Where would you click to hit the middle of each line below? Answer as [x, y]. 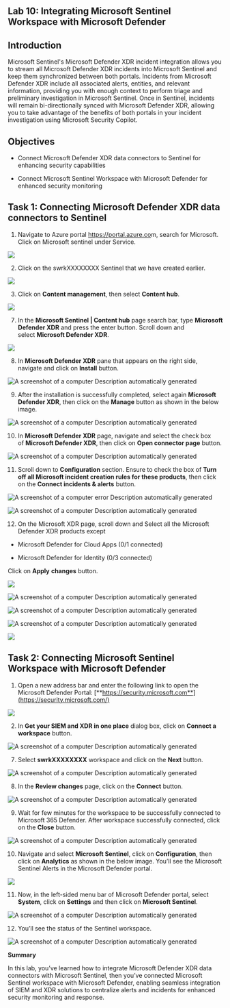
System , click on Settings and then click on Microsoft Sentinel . [107, 902]
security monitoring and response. [56, 997]
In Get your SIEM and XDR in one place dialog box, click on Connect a [117, 726]
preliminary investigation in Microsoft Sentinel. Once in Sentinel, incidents [111, 98]
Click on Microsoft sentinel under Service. [76, 242]
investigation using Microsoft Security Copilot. [73, 120]
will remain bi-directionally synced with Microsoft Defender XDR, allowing [111, 105]
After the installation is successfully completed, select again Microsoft [117, 394]
